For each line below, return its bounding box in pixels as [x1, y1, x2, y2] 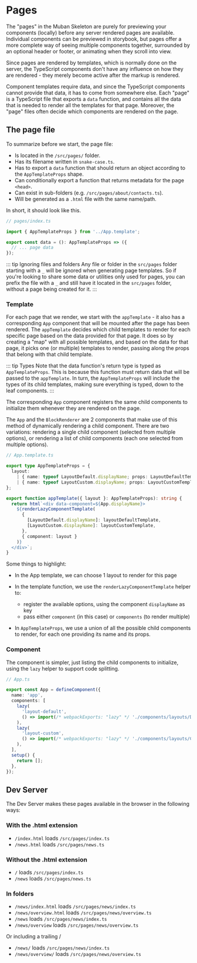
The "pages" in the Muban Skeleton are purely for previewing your [6, 23, 167, 30]
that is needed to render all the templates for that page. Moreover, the [6, 101, 175, 108]
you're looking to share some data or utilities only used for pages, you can [6, 273, 186, 280]
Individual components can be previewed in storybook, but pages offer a [6, 35, 182, 42]
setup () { [11, 752, 35, 758]
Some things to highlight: [6, 560, 66, 567]
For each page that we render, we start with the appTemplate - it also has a [6, 314, 185, 321]
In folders [6, 889, 34, 897]
